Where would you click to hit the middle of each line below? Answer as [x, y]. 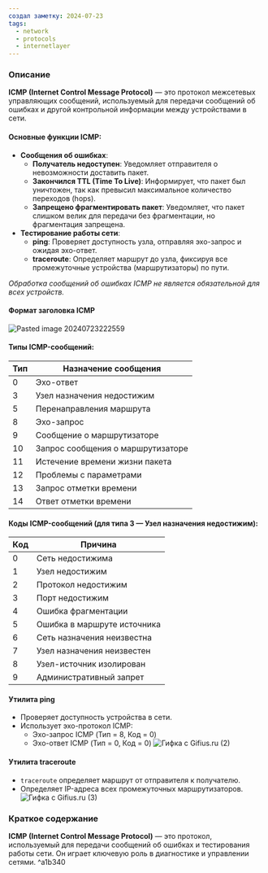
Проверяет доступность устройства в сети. [96, 718]
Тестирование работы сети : [70, 233]
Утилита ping [32, 699]
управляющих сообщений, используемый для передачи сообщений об [132, 101]
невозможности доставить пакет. [91, 172]
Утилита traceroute [42, 762]
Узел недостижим [71, 572]
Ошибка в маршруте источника [98, 625]
